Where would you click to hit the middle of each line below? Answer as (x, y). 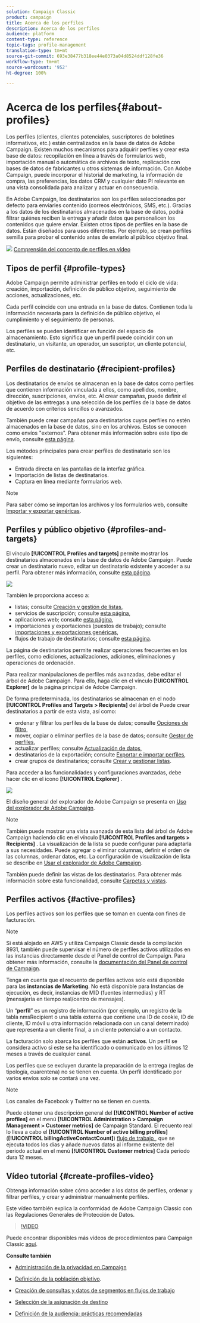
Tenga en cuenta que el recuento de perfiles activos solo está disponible (95, 980)
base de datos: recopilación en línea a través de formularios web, (86, 156)
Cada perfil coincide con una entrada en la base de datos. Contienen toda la (100, 307)
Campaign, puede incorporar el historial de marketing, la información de (95, 175)
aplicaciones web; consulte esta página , (64, 619)
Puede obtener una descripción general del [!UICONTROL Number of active (100, 1113)
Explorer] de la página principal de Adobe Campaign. (72, 687)
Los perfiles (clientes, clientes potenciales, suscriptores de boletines (90, 137)
